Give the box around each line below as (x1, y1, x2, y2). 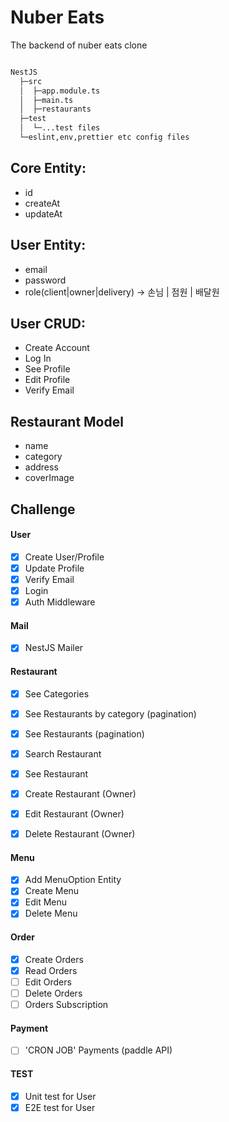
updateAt (24, 207, 63, 220)
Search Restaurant (24, 747, 102, 760)
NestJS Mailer (24, 642, 84, 654)
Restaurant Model (10, 413, 124, 430)
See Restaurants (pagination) (24, 727, 145, 740)
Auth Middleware (24, 596, 96, 608)
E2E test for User (24, 1101, 96, 1113)
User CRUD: (10, 315, 87, 332)
